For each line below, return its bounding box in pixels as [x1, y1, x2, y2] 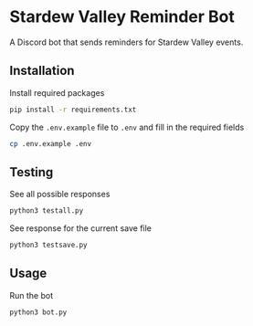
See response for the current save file [9, 223, 153, 234]
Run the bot [9, 289, 54, 300]
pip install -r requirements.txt [9, 105, 137, 114]
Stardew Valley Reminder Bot [9, 6, 236, 27]
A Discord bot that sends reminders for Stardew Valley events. [9, 37, 244, 47]
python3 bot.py [9, 308, 68, 317]
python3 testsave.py [9, 240, 89, 250]
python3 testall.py [9, 206, 84, 216]
